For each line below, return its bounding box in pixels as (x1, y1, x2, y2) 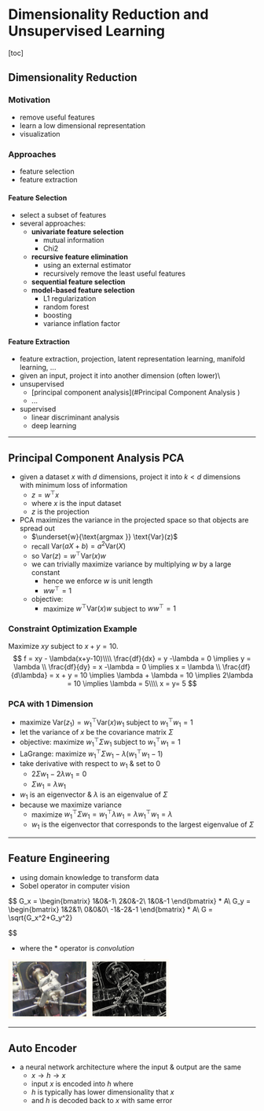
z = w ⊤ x (31, 489, 60, 500)
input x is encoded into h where (31, 1079, 134, 1088)
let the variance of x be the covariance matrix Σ (19, 728, 174, 737)
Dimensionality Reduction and (8, 5, 209, 24)
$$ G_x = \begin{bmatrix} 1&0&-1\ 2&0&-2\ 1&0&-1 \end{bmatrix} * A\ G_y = (8, 896, 251, 905)
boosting (42, 310, 72, 320)
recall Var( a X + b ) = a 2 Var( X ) (31, 540, 126, 551)
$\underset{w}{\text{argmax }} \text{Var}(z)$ (31, 532, 178, 541)
